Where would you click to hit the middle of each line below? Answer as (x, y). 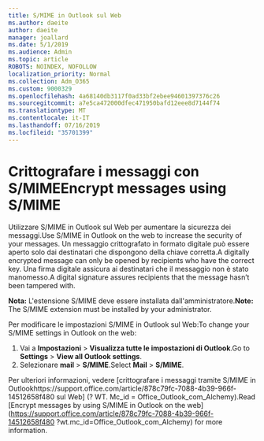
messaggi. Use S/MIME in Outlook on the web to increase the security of (125, 235)
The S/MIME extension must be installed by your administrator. (110, 309)
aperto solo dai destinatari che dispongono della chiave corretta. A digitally (129, 252)
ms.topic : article (38, 60)
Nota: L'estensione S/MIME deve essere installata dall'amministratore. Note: (131, 301)
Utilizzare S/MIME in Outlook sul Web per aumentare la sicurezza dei (119, 227)
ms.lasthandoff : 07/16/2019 (54, 125)
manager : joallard (38, 37)
